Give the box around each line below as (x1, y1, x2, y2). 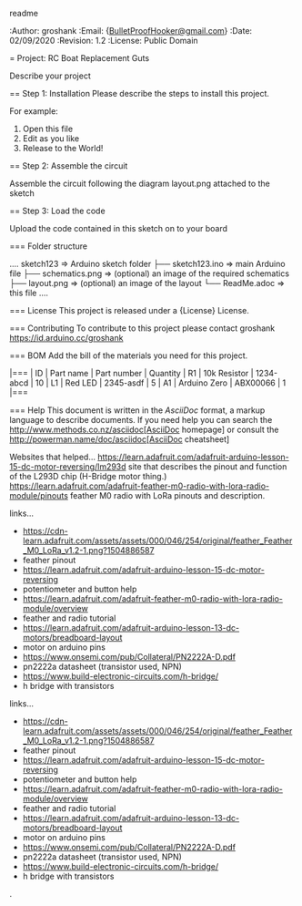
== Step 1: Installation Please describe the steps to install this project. (9, 88, 270, 98)
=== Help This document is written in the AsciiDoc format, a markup (9, 405, 266, 416)
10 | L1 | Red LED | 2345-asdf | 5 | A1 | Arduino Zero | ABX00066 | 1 (35, 377, 287, 388)
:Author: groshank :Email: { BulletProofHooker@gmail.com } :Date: (9, 26, 253, 36)
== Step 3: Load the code (9, 205, 106, 216)
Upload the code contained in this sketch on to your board (9, 223, 227, 233)
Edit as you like (22, 133, 80, 144)
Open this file (22, 123, 74, 134)
